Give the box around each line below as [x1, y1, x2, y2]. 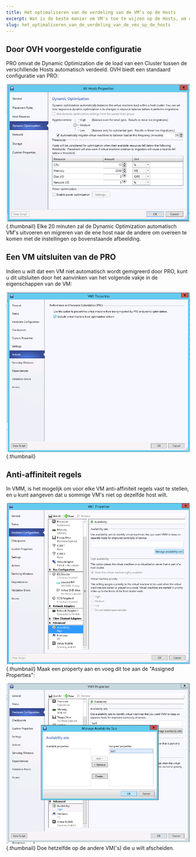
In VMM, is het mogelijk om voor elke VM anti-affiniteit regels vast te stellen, [6, 485, 190, 492]
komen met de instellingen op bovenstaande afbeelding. [6, 235, 141, 242]
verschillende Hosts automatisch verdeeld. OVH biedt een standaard [6, 66, 171, 73]
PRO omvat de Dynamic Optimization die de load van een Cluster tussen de [6, 60, 187, 67]
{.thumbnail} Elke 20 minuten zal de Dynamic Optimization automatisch [6, 223, 177, 230]
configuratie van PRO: [6, 72, 59, 79]
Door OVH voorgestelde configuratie [6, 44, 142, 54]
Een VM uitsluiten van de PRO [6, 252, 117, 262]
